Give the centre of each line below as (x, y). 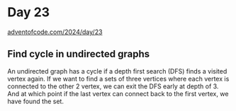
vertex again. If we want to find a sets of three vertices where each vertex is (118, 78)
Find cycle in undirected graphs (79, 54)
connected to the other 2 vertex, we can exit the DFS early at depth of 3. (113, 86)
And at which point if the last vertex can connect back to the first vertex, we (118, 93)
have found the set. (35, 101)
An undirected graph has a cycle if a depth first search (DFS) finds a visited (117, 71)
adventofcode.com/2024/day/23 (55, 32)
